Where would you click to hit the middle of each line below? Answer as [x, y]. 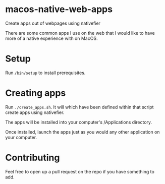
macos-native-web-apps [59, 9]
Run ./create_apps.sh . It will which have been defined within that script [79, 107]
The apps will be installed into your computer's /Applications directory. [79, 122]
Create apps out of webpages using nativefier [53, 23]
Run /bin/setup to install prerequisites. [45, 73]
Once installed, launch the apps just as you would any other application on [82, 132]
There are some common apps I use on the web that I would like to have [80, 33]
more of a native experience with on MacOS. [51, 38]
